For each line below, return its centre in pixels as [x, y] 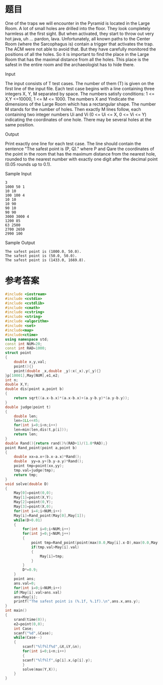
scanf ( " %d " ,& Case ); [34, 633]
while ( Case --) [28, 638]
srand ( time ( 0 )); [30, 619]
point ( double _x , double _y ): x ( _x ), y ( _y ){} [57, 371]
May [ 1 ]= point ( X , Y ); [34, 498]
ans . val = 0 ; [25, 583]
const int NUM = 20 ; [24, 344]
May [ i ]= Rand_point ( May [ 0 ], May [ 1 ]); [50, 515]
